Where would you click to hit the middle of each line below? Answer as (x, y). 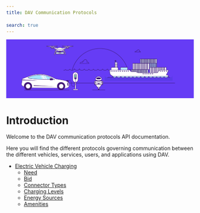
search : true (22, 25)
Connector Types (45, 185)
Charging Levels (44, 192)
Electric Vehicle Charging (46, 166)
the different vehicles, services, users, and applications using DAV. (88, 155)
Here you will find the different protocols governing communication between (100, 148)
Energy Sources (43, 198)
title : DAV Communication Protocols (51, 12)
